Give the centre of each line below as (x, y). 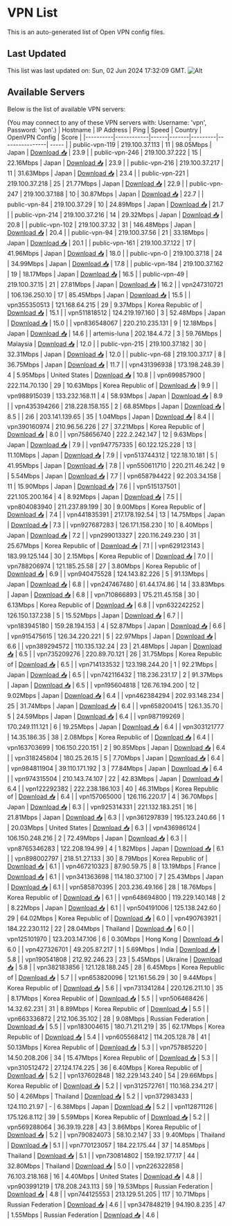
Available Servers (46, 93)
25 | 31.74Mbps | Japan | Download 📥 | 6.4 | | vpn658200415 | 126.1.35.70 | (115, 706)
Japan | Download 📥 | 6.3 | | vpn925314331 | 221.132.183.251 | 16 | (102, 807)
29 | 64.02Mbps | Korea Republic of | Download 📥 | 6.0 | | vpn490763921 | (114, 918)
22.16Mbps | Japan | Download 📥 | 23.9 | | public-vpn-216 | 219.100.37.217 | (115, 163)
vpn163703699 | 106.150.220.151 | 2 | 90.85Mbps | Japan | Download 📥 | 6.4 (116, 747)
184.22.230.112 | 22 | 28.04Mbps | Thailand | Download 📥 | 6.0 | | (101, 928)
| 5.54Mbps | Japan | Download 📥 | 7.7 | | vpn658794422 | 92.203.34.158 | (114, 475)
